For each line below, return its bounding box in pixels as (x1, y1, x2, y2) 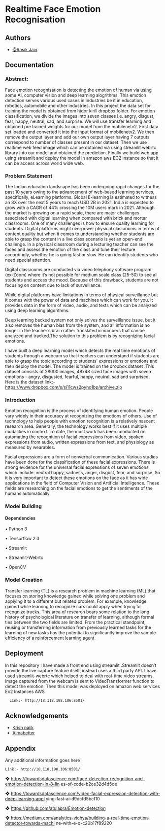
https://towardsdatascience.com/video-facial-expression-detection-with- (10, 790, 160, 796)
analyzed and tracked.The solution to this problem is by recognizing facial (5, 333, 155, 339)
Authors (5, 34, 31, 42)
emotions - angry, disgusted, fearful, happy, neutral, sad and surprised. (5, 374, 150, 380)
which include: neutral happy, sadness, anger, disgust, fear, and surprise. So (5, 470, 161, 476)
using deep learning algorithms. (5, 307, 70, 313)
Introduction (5, 396, 35, 403)
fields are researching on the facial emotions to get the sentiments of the (5, 485, 153, 491)
